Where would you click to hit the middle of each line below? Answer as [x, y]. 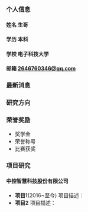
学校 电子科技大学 [27, 54]
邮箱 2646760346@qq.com [41, 69]
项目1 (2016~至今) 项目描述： [49, 195]
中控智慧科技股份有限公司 [37, 181]
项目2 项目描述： [35, 203]
